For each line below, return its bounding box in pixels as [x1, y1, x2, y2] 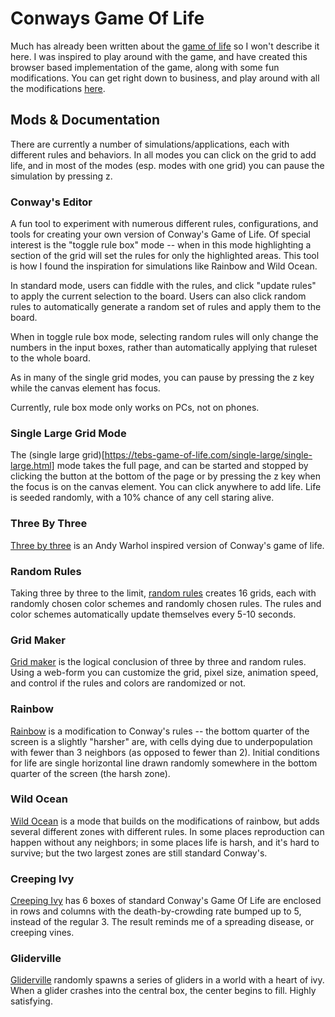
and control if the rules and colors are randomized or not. [10, 677, 247, 689]
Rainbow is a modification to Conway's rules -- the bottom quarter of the [10, 725, 310, 737]
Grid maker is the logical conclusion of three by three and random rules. [10, 656, 307, 668]
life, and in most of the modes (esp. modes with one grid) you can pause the [10, 159, 325, 171]
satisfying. [10, 995, 53, 1007]
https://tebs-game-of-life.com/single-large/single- [104, 449, 313, 461]
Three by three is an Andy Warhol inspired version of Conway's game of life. [10, 539, 325, 551]
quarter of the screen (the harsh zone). [10, 767, 171, 779]
